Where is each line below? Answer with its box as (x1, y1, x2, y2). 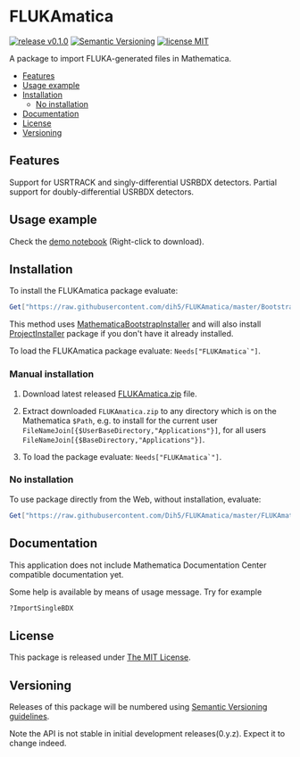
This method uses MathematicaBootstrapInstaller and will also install (9, 319, 262, 329)
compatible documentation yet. (9, 569, 124, 579)
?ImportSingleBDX (9, 603, 74, 612)
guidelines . (9, 711, 50, 722)
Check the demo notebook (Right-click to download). (9, 236, 205, 246)
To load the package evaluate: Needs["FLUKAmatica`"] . (21, 451, 222, 462)
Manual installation (9, 368, 95, 380)
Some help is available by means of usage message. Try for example (9, 586, 262, 597)
